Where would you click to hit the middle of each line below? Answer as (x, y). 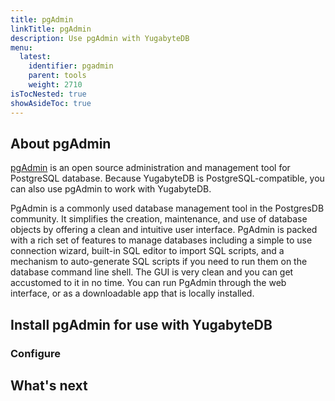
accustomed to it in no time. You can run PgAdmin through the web (148, 283)
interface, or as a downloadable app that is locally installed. (132, 293)
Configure (35, 353)
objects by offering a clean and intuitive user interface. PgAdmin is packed (164, 230)
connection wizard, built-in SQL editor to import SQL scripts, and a (147, 251)
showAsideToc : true (51, 103)
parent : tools (57, 76)
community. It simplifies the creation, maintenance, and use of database (159, 219)
